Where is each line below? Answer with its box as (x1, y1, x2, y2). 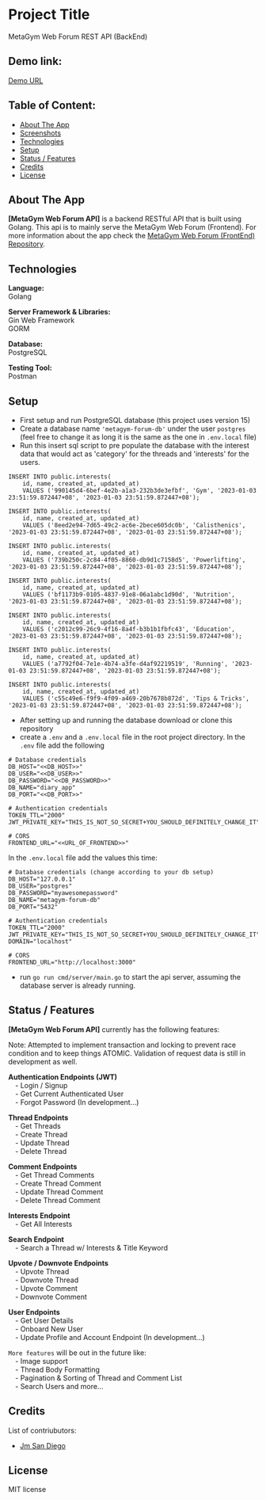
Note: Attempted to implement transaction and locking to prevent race (8, 1040, 237, 1049)
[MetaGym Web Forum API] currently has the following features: (8, 1024, 220, 1034)
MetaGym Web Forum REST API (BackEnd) (8, 32, 148, 41)
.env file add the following (19, 740, 105, 750)
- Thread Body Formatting (15, 1365, 101, 1374)
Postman (8, 371, 37, 381)
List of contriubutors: (8, 1426, 77, 1435)
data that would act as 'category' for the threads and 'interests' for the (19, 449, 249, 459)
